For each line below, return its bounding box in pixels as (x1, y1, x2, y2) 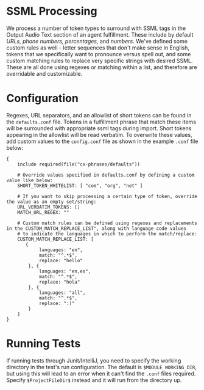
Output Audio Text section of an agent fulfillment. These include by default (6, 31, 194, 38)
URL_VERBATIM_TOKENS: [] (17, 204, 80, 210)
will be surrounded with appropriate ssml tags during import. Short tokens (6, 124, 192, 132)
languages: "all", (38, 289, 86, 296)
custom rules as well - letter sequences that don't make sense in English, (6, 44, 190, 51)
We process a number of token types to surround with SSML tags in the (6, 24, 186, 32)
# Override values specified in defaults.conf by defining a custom (17, 172, 195, 178)
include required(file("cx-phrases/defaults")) (17, 161, 140, 167)
